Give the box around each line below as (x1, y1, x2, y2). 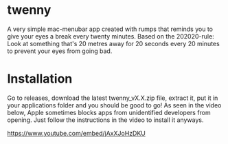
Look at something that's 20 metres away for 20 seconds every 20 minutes (7, 39, 220, 48)
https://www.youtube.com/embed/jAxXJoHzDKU (7, 129, 146, 137)
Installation (7, 71, 73, 87)
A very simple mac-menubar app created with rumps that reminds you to (7, 25, 213, 33)
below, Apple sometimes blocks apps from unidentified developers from (7, 108, 211, 116)
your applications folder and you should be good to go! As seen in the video (7, 101, 222, 109)
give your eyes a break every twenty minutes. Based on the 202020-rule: (7, 32, 214, 40)
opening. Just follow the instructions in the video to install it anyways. (7, 116, 204, 124)
